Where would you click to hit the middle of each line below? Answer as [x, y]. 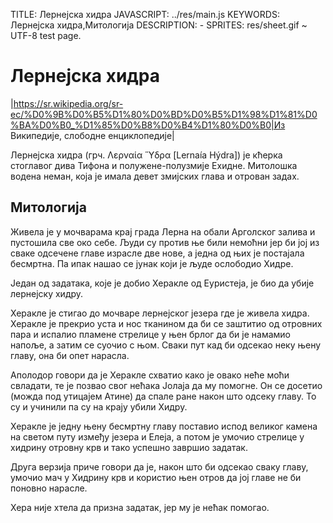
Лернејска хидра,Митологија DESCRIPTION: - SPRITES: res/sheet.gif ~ [159, 25]
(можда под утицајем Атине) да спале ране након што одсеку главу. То [163, 396]
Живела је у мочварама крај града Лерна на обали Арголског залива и [163, 231]
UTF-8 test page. [46, 35]
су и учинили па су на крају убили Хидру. [99, 406]
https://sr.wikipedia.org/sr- [68, 103]
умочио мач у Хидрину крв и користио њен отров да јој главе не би [156, 477]
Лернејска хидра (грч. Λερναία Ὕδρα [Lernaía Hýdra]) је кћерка [146, 155]
